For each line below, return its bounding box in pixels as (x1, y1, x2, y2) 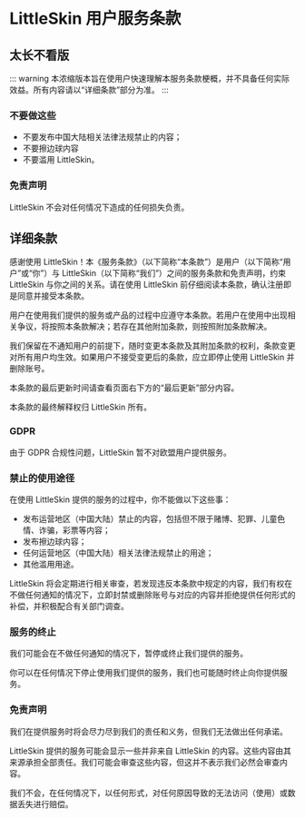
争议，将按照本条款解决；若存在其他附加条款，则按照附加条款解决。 (16, 321, 272, 332)
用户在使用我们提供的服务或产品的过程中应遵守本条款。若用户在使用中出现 (9, 310, 288, 320)
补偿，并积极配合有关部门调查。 (9, 601, 129, 611)
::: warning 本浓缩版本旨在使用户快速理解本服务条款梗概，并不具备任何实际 (9, 74, 290, 84)
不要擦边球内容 (22, 143, 79, 154)
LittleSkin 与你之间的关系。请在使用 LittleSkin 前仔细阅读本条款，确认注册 (9, 279, 284, 291)
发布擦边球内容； (22, 537, 87, 547)
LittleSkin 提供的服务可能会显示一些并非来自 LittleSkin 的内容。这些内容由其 (9, 745, 292, 756)
